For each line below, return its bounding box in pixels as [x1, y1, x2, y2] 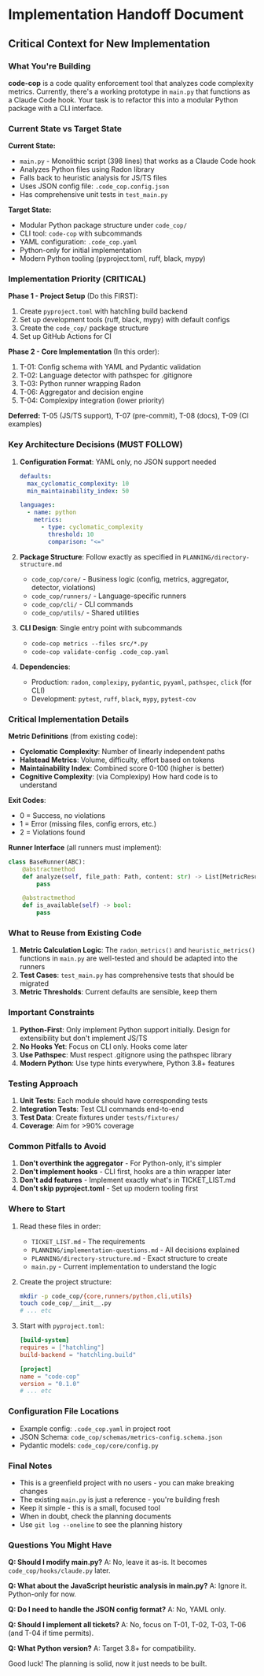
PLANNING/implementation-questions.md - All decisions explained [31, 1245, 240, 1254]
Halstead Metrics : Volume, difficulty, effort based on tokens [19, 755, 214, 764]
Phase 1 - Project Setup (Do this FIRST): [8, 292, 138, 301]
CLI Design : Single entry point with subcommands [19, 622, 183, 632]
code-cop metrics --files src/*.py [31, 640, 148, 648]
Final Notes [8, 1460, 53, 1471]
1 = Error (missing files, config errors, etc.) [19, 819, 157, 828]
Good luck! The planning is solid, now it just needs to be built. [8, 1659, 207, 1668]
